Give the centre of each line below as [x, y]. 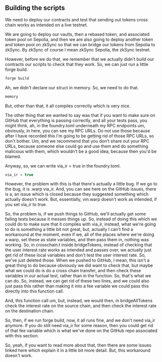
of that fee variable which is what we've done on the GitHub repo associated [81, 331]
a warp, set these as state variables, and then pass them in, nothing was [77, 240]
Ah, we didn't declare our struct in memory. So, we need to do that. [72, 87]
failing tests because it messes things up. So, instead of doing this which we [81, 219]
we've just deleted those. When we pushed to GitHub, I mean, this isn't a [77, 260]
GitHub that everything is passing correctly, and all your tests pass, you [76, 120]
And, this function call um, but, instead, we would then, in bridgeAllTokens [79, 301]
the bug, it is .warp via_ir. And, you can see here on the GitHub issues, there [81, 189]
